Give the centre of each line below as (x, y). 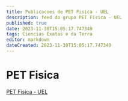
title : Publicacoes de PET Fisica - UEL (58, 12)
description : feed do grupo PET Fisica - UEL (64, 17)
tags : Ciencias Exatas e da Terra (50, 34)
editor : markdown (28, 40)
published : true (26, 23)
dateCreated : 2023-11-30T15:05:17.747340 (59, 46)
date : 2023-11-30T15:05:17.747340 (50, 29)
